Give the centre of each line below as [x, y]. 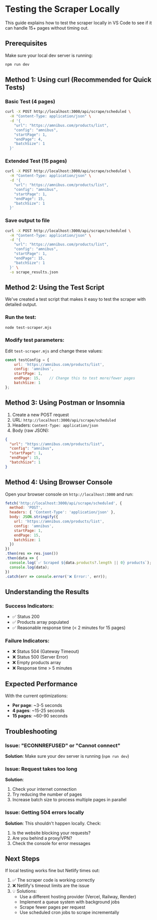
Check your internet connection [44, 789]
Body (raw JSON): [31, 430]
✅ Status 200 [26, 617]
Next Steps [22, 859]
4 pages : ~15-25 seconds [38, 710]
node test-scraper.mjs [28, 327]
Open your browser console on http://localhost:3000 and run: [69, 494]
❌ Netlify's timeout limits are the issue [51, 885]
